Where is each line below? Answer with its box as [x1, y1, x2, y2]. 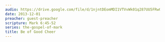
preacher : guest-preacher [5, 16, 58, 21]
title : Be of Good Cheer [5, 29, 56, 34]
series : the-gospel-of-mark [5, 25, 63, 30]
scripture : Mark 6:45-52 [5, 20, 56, 26]
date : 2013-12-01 [5, 12, 41, 16]
